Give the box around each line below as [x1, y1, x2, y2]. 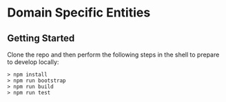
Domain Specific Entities [7, 5, 151, 21]
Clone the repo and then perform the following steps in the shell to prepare [7, 50, 220, 59]
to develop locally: [7, 58, 59, 66]
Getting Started [7, 32, 75, 44]
